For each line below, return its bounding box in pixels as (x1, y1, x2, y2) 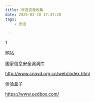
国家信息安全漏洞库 (5, 61, 45, 67)
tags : (5, 17, 16, 22)
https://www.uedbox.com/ (5, 91, 59, 97)
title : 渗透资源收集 (5, 7, 43, 13)
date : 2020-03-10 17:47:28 (5, 12, 61, 17)
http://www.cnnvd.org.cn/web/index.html (5, 71, 90, 77)
